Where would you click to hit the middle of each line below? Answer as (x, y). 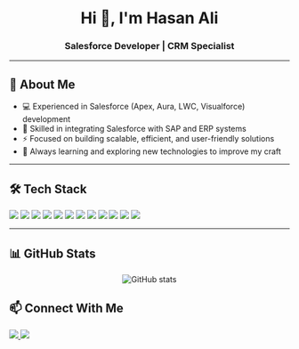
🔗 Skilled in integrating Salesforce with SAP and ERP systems (134, 129)
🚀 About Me (42, 84)
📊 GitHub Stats (53, 253)
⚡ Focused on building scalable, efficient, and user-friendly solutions (148, 139)
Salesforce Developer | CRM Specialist (149, 46)
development (46, 119)
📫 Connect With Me (67, 308)
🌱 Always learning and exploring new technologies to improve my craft (152, 151)
